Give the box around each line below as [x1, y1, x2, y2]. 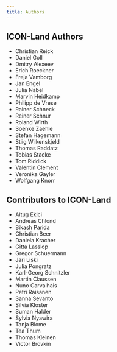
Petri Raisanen [15, 289, 52, 296]
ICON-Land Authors [6, 32, 83, 42]
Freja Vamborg [15, 74, 52, 81]
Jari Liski [15, 256, 38, 264]
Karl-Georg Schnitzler [15, 269, 71, 276]
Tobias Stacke [15, 151, 51, 158]
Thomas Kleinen [15, 334, 57, 341]
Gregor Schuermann [15, 250, 67, 257]
